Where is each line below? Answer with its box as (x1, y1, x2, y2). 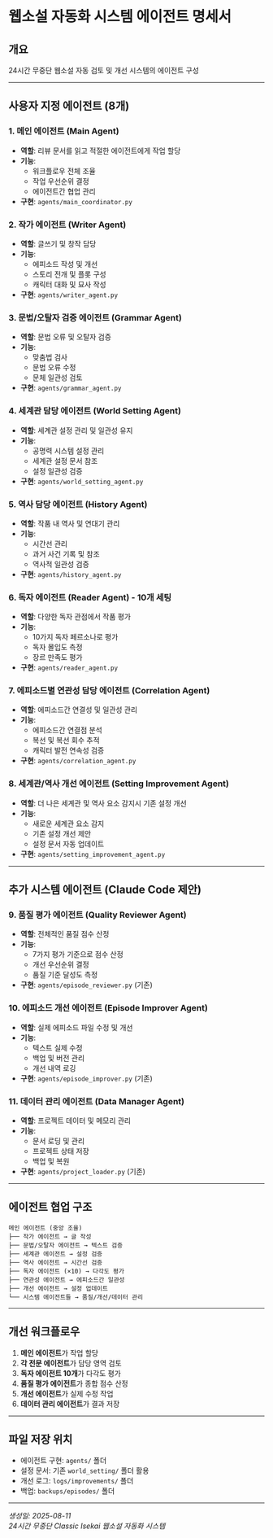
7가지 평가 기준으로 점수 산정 (32, 950, 123, 959)
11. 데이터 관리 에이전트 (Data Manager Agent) (8, 1095, 185, 1107)
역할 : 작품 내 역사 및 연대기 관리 (19, 518, 120, 528)
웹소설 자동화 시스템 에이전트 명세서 (8, 7, 232, 26)
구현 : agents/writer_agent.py (19, 290, 119, 299)
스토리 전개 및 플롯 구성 (32, 269, 107, 279)
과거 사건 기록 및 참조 (32, 548, 100, 558)
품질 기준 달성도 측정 (32, 970, 98, 980)
